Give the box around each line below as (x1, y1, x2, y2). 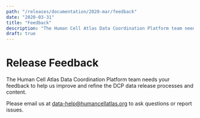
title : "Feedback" (6, 20, 52, 25)
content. (6, 88, 27, 95)
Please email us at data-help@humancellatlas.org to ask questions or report (6, 100, 192, 107)
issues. (6, 106, 24, 113)
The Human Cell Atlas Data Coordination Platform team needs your (6, 76, 170, 83)
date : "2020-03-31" (6, 14, 55, 20)
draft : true (6, 31, 36, 37)
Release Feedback (6, 56, 99, 70)
